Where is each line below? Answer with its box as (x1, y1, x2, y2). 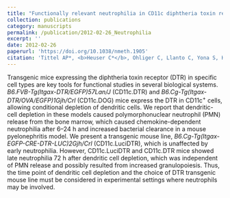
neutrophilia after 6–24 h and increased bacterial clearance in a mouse (7, 125, 207, 133)
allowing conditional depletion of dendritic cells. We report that (7, 103, 185, 111)
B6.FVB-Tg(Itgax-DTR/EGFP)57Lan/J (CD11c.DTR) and (7, 87, 160, 96)
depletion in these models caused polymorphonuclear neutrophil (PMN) (18, 111, 221, 119)
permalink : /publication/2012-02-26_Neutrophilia (7, 29, 152, 36)
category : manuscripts (7, 23, 72, 29)
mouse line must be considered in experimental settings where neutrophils (7, 175, 218, 184)
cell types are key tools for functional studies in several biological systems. (7, 80, 218, 89)
